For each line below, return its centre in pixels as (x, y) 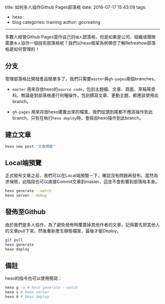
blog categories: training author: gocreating (56, 22)
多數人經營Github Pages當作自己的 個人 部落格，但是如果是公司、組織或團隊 (81, 37)
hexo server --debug (26, 196)
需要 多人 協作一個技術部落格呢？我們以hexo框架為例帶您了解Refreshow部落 (81, 43)
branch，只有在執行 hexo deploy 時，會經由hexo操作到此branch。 (78, 118)
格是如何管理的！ (22, 49)
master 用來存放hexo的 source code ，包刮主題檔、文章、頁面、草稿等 (82, 89)
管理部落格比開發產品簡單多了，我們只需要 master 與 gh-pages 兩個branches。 (82, 79)
